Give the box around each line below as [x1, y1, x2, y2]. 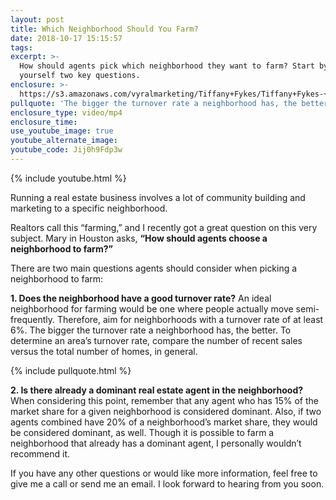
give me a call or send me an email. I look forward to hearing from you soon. [10, 477, 325, 490]
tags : [10, 42, 33, 53]
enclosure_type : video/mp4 [10, 107, 123, 118]
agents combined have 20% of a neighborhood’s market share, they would [10, 416, 318, 428]
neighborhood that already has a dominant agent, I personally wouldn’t [10, 437, 302, 449]
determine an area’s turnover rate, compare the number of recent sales [10, 334, 303, 346]
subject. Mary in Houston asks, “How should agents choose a [10, 232, 268, 244]
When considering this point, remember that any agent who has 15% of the [10, 394, 319, 406]
